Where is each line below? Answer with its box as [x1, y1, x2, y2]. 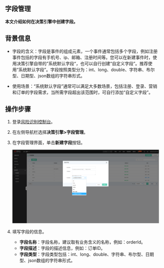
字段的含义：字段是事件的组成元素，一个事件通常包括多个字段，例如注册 [12, 48, 158, 54]
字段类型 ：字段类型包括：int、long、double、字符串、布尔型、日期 [19, 251, 154, 257]
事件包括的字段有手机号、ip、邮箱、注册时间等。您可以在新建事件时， [12, 54, 153, 60]
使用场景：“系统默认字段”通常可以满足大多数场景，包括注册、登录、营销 [12, 83, 158, 89]
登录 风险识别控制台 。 [12, 119, 55, 125]
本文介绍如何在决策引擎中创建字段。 [5, 19, 78, 24]
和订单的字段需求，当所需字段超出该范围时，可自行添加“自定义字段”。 [12, 89, 153, 95]
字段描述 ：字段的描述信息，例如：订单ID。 [19, 245, 105, 251]
